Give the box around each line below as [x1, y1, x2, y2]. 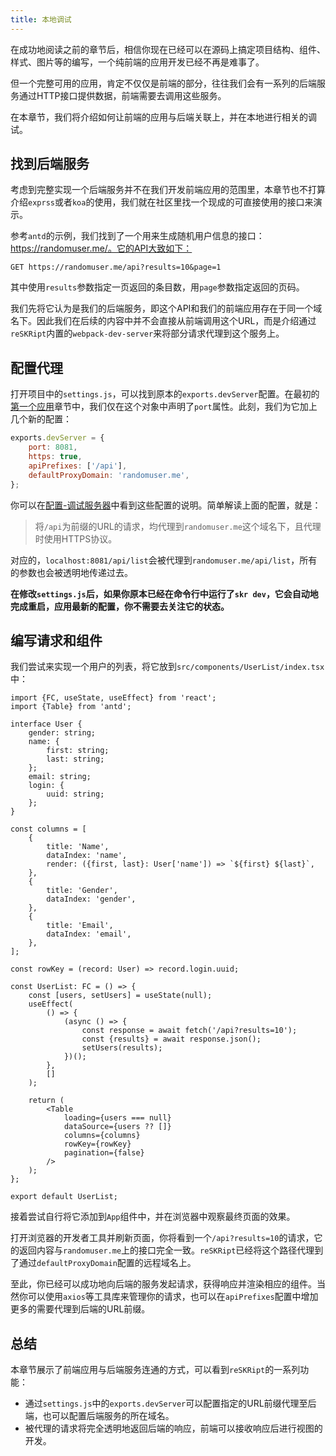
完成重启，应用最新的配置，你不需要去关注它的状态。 [10, 600, 230, 612]
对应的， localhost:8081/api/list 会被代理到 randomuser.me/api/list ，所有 [10, 554, 318, 566]
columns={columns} [63, 1131, 141, 1141]
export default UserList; [10, 1192, 118, 1202]
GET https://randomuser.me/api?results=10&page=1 [10, 262, 222, 273]
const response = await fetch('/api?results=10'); [81, 1026, 298, 1036]
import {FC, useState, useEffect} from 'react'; [10, 693, 217, 703]
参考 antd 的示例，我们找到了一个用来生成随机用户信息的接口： [10, 230, 265, 242]
